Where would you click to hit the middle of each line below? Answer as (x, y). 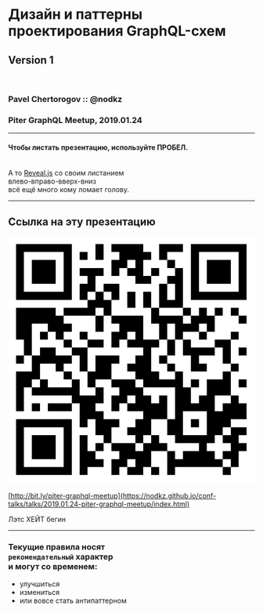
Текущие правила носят (57, 547)
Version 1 (31, 60)
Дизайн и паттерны (76, 15)
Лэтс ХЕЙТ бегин (37, 520)
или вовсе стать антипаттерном (73, 600)
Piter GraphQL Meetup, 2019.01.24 (75, 120)
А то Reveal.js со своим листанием (66, 173)
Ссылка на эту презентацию (82, 221)
